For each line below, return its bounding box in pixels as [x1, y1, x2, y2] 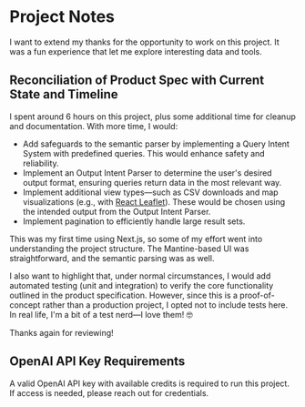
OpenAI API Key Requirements [9, 353, 186, 370]
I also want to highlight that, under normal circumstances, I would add [9, 270, 271, 281]
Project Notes [9, 6, 116, 27]
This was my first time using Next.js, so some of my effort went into [9, 233, 263, 244]
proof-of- [239, 290, 275, 300]
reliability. [22, 158, 59, 168]
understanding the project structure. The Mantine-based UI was [9, 243, 249, 254]
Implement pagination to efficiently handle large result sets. [22, 216, 246, 227]
